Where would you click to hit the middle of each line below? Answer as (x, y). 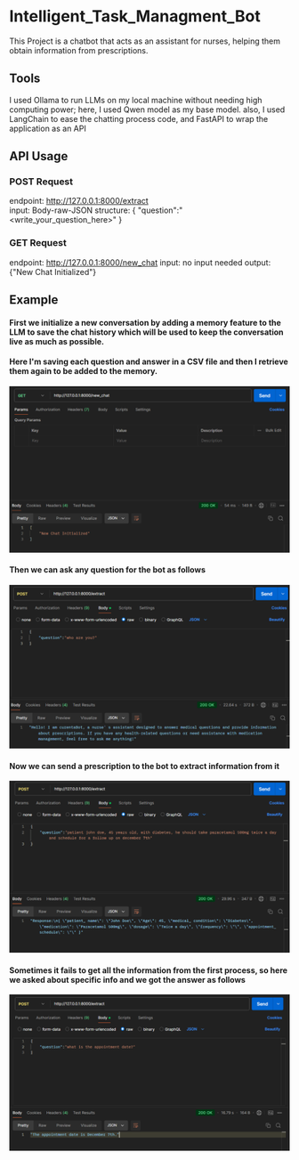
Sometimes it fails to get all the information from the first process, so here (148, 970)
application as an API (48, 128)
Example (34, 300)
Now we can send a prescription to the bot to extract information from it (145, 766)
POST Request (41, 182)
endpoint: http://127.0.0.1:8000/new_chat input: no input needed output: (140, 262)
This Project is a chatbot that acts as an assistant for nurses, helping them (145, 41)
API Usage (39, 156)
